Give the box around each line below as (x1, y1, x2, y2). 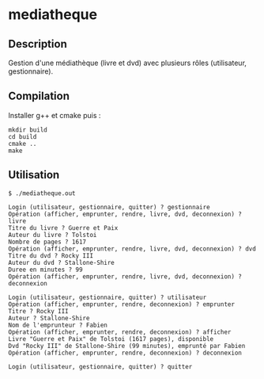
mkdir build (8, 125, 47, 134)
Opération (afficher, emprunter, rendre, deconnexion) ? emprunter (8, 300, 236, 308)
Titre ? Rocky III (8, 307, 69, 315)
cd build (8, 132, 37, 140)
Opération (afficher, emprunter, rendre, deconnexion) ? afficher (8, 327, 232, 336)
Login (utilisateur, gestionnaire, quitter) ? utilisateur (8, 293, 207, 301)
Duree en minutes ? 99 (8, 266, 83, 274)
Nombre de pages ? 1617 (8, 238, 87, 246)
